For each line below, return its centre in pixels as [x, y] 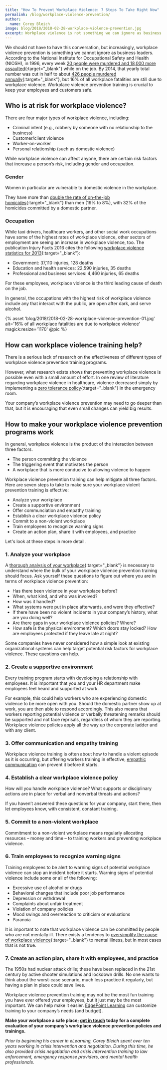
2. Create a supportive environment [49, 667]
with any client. [21, 730]
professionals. [20, 1062]
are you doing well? [32, 618]
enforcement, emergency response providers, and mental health [72, 1057]
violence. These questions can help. [42, 654]
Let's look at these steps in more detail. [46, 542]
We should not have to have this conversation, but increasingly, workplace [82, 47]
